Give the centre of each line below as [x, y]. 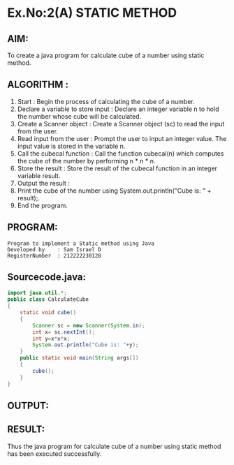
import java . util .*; [37, 293]
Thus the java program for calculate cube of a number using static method [114, 446]
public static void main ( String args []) [79, 358]
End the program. [42, 205]
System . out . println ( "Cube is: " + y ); [86, 345]
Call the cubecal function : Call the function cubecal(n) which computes [120, 153]
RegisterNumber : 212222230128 [54, 256]
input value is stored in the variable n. [71, 146]
